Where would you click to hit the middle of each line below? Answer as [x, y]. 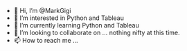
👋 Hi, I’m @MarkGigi [42, 11]
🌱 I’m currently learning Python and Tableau [77, 25]
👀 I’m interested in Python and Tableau [69, 18]
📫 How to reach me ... [46, 40]
